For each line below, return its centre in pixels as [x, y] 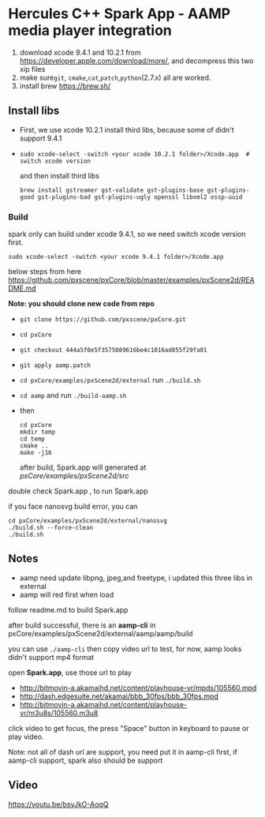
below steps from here [45, 272]
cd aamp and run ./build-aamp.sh [73, 395]
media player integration [90, 30]
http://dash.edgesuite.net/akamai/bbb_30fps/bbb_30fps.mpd [119, 696]
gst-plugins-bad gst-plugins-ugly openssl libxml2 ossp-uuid [140, 197]
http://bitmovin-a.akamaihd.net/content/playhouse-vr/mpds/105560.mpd [138, 688]
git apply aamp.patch [55, 365]
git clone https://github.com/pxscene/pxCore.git [103, 320]
